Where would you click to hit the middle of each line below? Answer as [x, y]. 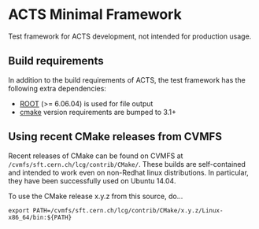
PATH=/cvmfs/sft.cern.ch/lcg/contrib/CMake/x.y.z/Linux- [128, 210]
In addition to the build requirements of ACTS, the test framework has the [127, 79]
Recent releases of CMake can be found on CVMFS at [96, 156]
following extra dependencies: [57, 88]
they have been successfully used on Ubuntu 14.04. [92, 181]
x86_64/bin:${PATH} [40, 217]
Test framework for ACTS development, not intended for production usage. [130, 36]
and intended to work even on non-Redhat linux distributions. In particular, [129, 172]
